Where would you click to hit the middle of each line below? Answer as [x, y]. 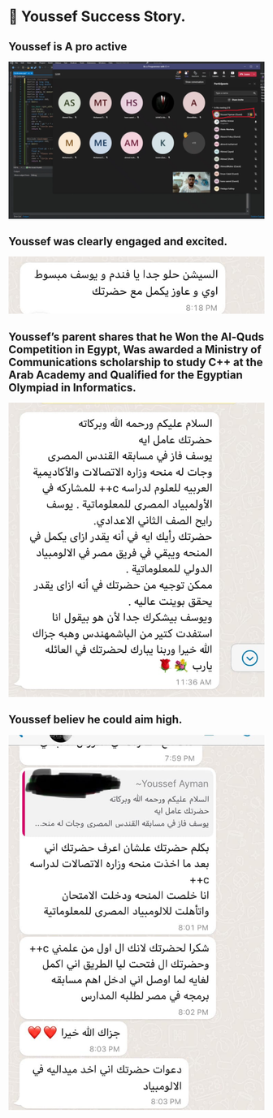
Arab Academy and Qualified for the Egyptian [126, 375]
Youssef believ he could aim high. [95, 720]
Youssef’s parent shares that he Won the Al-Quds [136, 337]
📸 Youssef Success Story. [97, 17]
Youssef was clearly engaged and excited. [118, 242]
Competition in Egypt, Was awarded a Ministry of [135, 350]
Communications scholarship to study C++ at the [136, 362]
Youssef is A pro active [68, 47]
